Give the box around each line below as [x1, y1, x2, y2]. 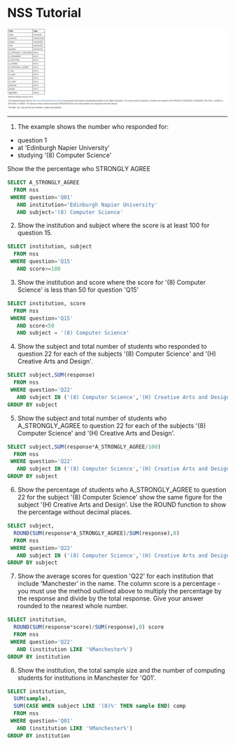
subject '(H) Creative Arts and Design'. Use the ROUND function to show [17, 500, 227, 509]
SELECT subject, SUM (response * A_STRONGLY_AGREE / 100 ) [7, 443, 161, 450]
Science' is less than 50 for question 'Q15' [17, 286, 139, 294]
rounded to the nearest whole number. [17, 602, 128, 610]
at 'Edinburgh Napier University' [17, 144, 111, 152]
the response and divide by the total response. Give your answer [17, 594, 204, 603]
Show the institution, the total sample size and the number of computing [17, 666, 225, 674]
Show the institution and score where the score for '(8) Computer [17, 278, 206, 286]
